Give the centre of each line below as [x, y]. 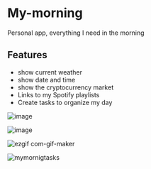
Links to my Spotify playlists [58, 94]
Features [27, 55]
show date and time [46, 80]
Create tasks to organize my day [65, 102]
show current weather [50, 72]
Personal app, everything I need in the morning [76, 33]
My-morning [45, 13]
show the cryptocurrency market [66, 87]
